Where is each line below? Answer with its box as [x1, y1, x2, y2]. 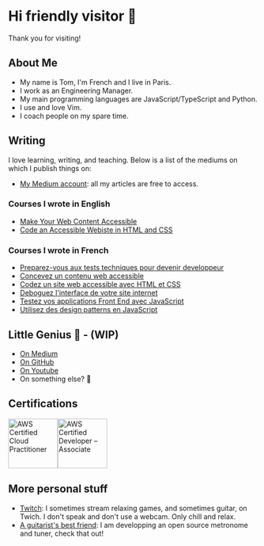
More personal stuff [8, 483, 108, 496]
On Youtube [19, 365, 59, 375]
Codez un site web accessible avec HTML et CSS [19, 280, 181, 289]
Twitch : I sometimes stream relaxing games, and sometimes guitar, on [19, 503, 247, 513]
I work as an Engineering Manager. [19, 86, 134, 95]
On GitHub [19, 357, 55, 367]
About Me [8, 56, 58, 70]
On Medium [19, 349, 58, 358]
